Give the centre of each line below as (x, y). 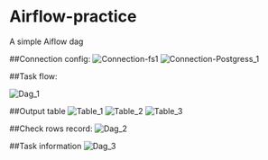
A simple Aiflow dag (46, 41)
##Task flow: (33, 76)
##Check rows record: (51, 129)
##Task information (46, 146)
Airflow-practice (73, 17)
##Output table (37, 111)
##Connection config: (50, 58)
